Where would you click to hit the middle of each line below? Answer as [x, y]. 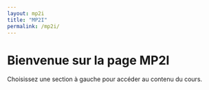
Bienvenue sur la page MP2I [88, 60]
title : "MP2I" [27, 20]
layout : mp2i [26, 13]
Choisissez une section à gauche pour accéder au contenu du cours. [105, 79]
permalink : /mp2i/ [33, 26]
